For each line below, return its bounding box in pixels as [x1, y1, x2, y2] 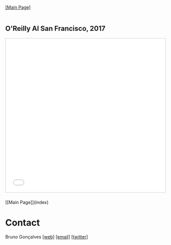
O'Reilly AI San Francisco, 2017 [5, 24, 106, 33]
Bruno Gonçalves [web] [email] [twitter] [5, 233, 88, 240]
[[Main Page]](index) [5, 199, 49, 205]
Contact [5, 217, 40, 228]
